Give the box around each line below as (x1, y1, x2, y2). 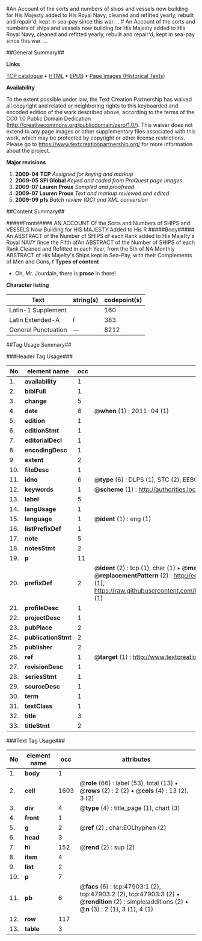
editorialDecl (25, 436, 62, 445)
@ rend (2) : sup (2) (79, 843, 135, 851)
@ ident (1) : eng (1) (94, 515, 151, 523)
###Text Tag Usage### (6, 737, 66, 744)
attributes (121, 755, 151, 763)
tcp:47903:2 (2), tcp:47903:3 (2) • (79, 890, 180, 898)
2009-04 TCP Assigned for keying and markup (14, 170, 133, 178)
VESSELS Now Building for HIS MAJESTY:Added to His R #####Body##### (6, 226, 195, 233)
